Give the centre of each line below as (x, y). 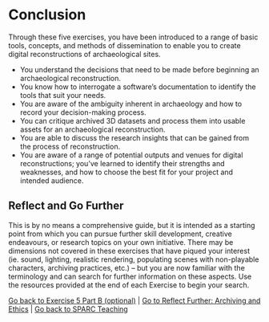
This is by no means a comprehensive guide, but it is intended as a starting (132, 225)
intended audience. (52, 180)
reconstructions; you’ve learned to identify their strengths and (122, 163)
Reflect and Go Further (66, 206)
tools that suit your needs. (63, 95)
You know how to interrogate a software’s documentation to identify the (138, 87)
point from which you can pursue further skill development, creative (120, 234)
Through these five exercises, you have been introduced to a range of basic (133, 37)
